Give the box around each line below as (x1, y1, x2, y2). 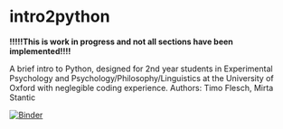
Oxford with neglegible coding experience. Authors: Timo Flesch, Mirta (9, 82, 274, 93)
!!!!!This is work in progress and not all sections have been (9, 36, 233, 47)
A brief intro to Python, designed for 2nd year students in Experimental (9, 63, 273, 74)
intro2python (9, 6, 110, 27)
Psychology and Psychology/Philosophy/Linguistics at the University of (9, 72, 274, 83)
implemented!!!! (9, 45, 71, 56)
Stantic (9, 92, 36, 103)
